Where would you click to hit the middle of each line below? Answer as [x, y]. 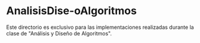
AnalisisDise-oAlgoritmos [72, 11]
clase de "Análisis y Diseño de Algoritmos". [59, 33]
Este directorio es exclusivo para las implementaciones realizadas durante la [100, 27]
